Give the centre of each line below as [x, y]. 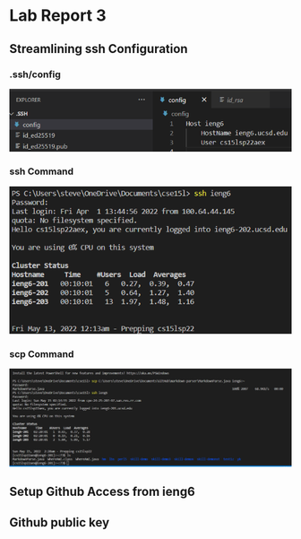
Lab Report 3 [58, 16]
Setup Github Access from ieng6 [102, 492]
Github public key [60, 522]
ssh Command [42, 171]
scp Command [42, 353]
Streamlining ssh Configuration [99, 49]
